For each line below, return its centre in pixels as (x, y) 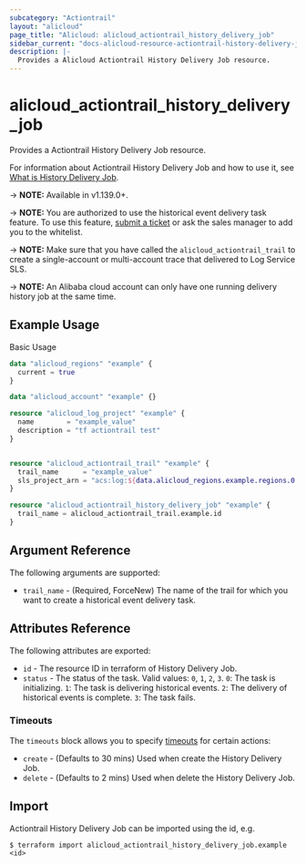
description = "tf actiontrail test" (89, 430)
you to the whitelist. (46, 232)
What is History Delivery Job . (64, 177)
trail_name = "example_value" (85, 472)
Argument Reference (70, 551)
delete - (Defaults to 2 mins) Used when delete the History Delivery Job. (159, 777)
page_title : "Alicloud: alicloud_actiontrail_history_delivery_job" (142, 35)
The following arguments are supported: (85, 572)
